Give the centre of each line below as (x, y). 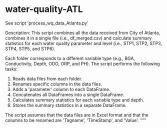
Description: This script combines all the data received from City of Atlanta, (83, 32)
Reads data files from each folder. (47, 78)
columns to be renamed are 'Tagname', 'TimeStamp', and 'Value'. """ (76, 120)
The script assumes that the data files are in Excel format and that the (77, 115)
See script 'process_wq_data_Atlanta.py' (47, 23)
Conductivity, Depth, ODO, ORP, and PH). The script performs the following (82, 63)
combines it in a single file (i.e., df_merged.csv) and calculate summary (78, 38)
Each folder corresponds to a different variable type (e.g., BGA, (70, 58)
